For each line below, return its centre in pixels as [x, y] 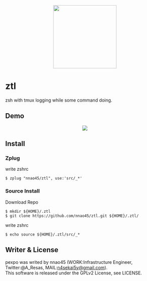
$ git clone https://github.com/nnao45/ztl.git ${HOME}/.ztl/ [72, 216]
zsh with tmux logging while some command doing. [59, 100]
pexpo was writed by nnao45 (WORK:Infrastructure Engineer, [69, 262]
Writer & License [32, 250]
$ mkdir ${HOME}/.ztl [28, 211]
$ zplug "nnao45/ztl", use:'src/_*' [44, 178]
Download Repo [22, 202]
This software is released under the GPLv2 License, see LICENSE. [74, 273]
